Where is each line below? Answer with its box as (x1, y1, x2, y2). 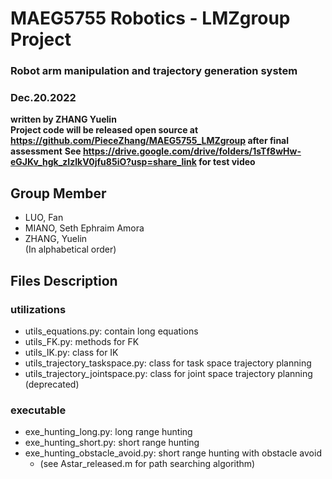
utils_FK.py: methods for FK (24, 335, 140, 347)
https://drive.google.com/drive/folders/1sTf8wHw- (82, 145, 302, 157)
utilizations (10, 302, 67, 316)
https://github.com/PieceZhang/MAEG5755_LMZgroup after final (10, 135, 290, 147)
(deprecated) (24, 378, 80, 390)
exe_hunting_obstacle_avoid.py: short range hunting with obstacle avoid (24, 447, 322, 459)
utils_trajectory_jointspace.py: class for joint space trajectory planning (24, 367, 313, 379)
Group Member (10, 185, 107, 202)
